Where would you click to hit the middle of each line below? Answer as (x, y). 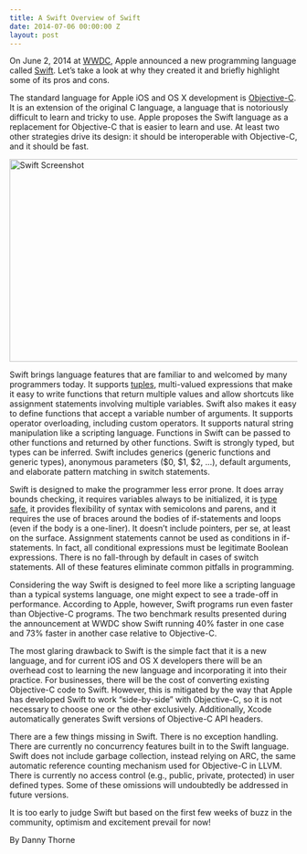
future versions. (39, 795)
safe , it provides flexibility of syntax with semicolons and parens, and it (143, 509)
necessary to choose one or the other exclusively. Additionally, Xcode (141, 710)
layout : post (34, 35)
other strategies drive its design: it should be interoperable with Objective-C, (153, 137)
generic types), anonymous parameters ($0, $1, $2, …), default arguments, (150, 462)
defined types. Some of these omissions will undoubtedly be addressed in (149, 785)
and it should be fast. (49, 146)
